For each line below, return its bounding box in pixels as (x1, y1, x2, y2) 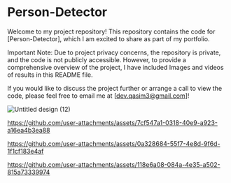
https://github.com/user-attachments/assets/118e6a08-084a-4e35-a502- (7, 160, 220, 168)
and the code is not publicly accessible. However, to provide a (7, 55, 187, 64)
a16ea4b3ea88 (7, 126, 50, 134)
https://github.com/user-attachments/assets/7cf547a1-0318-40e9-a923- (7, 118, 218, 126)
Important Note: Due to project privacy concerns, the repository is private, (7, 48, 221, 57)
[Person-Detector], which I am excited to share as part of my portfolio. (7, 34, 210, 43)
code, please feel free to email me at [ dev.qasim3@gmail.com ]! (7, 91, 190, 100)
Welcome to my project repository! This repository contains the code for (7, 27, 216, 36)
